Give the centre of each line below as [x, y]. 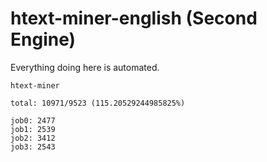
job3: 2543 [33, 147]
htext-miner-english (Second [134, 18]
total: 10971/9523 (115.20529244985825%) [98, 103]
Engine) [43, 39]
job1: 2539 [33, 129]
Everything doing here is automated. [85, 67]
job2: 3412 [33, 138]
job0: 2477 [33, 120]
